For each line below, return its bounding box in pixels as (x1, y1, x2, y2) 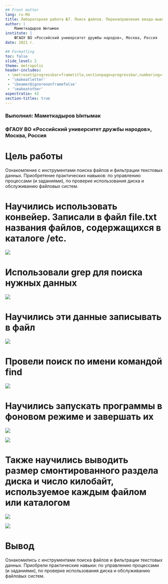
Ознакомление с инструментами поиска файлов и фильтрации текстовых (5, 167, 163, 173)
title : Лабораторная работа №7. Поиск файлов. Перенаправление (5, 17, 140, 22)
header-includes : (5, 68, 41, 73)
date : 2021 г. (5, 40, 35, 45)
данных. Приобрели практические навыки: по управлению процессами (5, 562, 159, 568)
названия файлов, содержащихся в (5, 222, 161, 233)
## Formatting (5, 49, 35, 54)
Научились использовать (5, 201, 117, 212)
